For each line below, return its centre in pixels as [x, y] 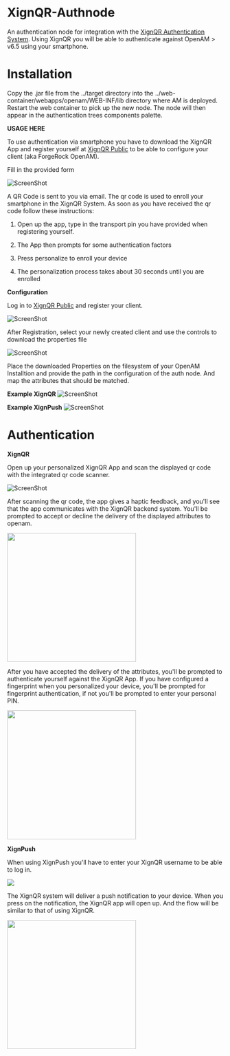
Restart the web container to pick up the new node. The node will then [106, 107]
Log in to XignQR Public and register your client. [75, 305]
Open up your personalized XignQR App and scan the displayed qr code [109, 467]
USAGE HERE [26, 128]
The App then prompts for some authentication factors [94, 245]
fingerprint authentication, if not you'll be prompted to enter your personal [112, 693]
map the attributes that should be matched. [68, 380]
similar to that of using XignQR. [51, 910]
